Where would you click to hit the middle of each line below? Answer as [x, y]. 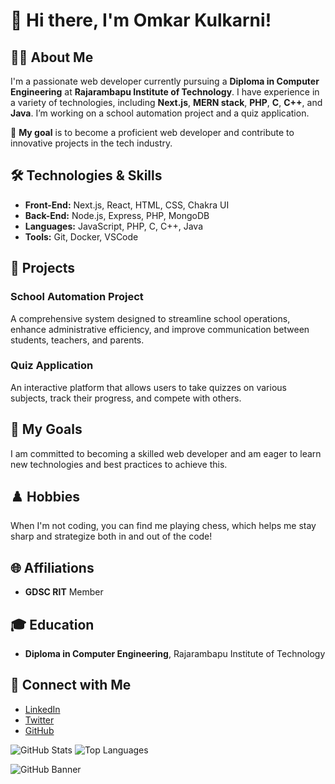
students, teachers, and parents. [77, 340]
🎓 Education [52, 624]
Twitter [39, 720]
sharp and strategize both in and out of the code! [111, 536]
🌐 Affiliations [52, 567]
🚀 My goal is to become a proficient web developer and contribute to [152, 132]
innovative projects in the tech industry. [91, 143]
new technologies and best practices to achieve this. [119, 464]
